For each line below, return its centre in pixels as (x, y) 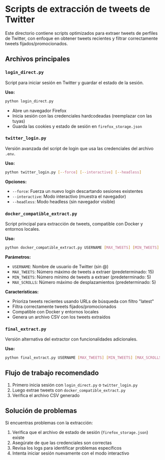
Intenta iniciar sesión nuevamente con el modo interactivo (70, 453)
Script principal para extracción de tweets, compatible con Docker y (74, 224)
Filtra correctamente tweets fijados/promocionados (64, 307)
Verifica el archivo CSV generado (46, 395)
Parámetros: (18, 257)
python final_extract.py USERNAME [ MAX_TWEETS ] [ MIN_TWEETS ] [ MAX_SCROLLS (83, 358)
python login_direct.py (29, 101)
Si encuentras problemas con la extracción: (49, 423)
